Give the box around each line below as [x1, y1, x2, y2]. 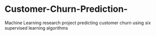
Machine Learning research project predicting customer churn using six [4, 20, 151, 26]
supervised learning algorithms [4, 25, 68, 31]
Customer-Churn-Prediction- [4, 3, 128, 15]
